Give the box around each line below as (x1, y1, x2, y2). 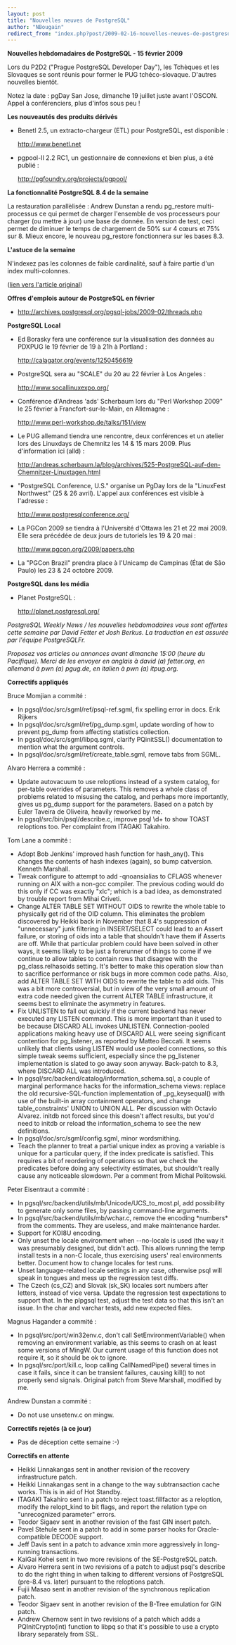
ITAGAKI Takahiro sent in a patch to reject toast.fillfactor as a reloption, (17, 1495, 223, 1504)
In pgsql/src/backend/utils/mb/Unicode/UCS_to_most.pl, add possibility (17, 1199, 225, 1208)
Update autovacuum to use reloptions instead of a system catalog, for (17, 778, 220, 786)
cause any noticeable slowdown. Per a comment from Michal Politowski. (17, 1172, 227, 1180)
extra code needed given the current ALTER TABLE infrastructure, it (17, 992, 213, 1000)
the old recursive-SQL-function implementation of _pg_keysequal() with (17, 1089, 225, 1098)
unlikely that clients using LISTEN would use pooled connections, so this (17, 1044, 227, 1053)
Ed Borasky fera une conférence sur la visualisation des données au (17, 335, 214, 344)
